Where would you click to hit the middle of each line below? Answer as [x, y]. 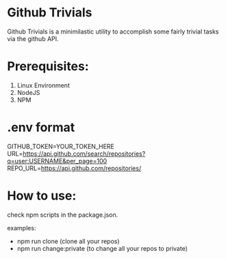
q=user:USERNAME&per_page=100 [57, 161]
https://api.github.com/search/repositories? [84, 153]
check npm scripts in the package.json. [63, 215]
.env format [41, 127]
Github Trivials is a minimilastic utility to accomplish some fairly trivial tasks [113, 31]
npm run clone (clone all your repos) [68, 241]
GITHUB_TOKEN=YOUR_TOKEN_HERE [61, 146]
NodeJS [28, 92]
